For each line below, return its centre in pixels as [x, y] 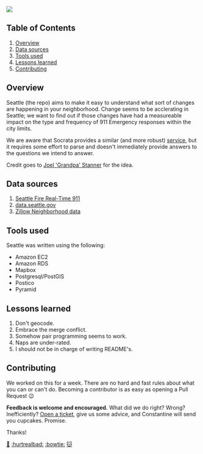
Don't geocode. [35, 323]
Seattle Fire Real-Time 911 [48, 198]
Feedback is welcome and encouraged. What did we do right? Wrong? [96, 407]
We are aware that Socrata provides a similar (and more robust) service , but [101, 140]
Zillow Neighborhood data [48, 211]
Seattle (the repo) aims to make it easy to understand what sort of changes [101, 102]
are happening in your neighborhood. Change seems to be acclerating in [98, 109]
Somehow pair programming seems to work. [71, 336]
